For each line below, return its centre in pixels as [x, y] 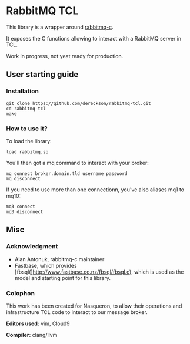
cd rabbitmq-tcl [26, 109]
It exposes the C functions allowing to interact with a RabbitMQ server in [94, 38]
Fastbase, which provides [46, 265]
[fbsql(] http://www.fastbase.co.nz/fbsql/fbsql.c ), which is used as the [99, 272]
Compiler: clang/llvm [32, 335]
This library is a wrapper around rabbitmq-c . [60, 27]
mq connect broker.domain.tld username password [67, 173]
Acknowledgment [32, 247]
